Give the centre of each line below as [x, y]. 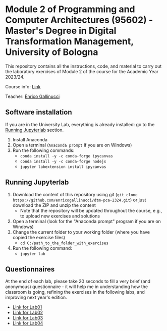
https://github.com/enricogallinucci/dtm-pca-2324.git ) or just [79, 200]
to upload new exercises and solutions [60, 216]
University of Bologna [52, 52]
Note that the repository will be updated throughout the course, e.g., [91, 210]
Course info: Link [23, 86]
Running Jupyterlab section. [35, 130]
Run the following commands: [43, 150]
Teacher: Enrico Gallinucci [33, 96]
